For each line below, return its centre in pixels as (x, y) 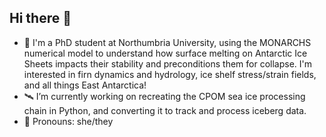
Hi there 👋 (40, 18)
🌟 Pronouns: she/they (68, 121)
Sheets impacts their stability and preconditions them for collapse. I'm (168, 63)
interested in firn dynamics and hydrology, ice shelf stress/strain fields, (170, 74)
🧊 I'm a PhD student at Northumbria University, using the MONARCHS (167, 42)
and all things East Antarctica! (85, 85)
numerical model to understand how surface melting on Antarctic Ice (165, 53)
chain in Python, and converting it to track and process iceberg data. (165, 110)
